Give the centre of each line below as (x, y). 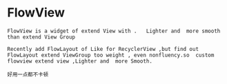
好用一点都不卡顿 (28, 74)
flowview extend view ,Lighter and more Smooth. (80, 61)
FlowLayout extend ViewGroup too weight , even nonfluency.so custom (111, 55)
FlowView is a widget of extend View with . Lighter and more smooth (114, 31)
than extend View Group (41, 37)
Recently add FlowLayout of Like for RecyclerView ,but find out (103, 49)
